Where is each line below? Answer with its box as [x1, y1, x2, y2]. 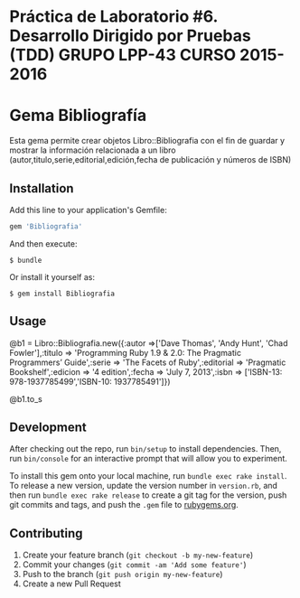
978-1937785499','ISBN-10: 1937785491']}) [9, 376, 171, 387]
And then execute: [9, 238, 78, 249]
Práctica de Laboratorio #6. [9, 6, 219, 27]
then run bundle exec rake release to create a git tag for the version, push [9, 490, 287, 500]
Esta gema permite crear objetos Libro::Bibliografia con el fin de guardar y [9, 135, 286, 146]
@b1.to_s [9, 393, 42, 404]
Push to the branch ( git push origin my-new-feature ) [22, 569, 223, 580]
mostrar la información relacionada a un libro [9, 145, 176, 155]
